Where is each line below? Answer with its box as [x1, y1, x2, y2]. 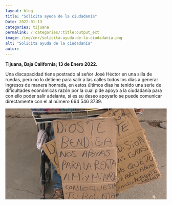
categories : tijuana [5, 25, 50, 30]
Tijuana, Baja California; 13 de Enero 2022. [5, 61, 98, 67]
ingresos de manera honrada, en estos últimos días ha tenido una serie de [5, 82, 162, 88]
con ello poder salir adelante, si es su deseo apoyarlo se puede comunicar [5, 92, 162, 99]
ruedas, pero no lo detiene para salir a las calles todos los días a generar [5, 76, 159, 82]
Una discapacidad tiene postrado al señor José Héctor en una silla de [5, 71, 153, 77]
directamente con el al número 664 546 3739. [5, 98, 102, 104]
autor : [5, 46, 19, 51]
